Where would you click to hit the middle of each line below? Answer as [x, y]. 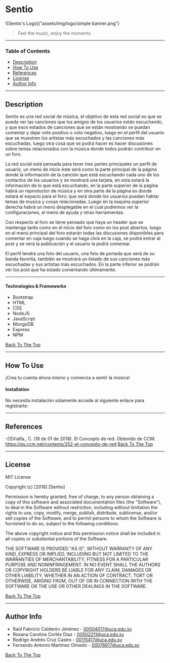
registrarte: [17, 406]
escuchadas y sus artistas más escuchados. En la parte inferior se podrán [82, 264]
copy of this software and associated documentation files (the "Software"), [83, 502]
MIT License [18, 477]
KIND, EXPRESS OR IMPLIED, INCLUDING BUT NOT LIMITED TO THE [77, 554]
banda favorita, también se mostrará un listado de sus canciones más [78, 259]
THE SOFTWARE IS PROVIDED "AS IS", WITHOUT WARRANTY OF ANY [79, 549]
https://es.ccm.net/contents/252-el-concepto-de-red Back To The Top [79, 444]
